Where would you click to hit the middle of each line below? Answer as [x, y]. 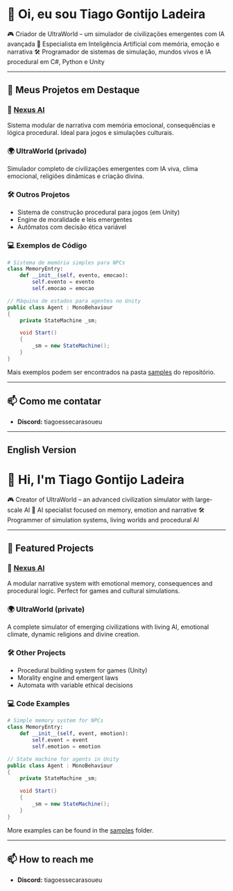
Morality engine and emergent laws [68, 678]
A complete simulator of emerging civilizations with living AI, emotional [108, 627]
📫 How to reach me [51, 859]
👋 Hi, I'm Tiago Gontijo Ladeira [96, 480]
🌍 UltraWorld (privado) [47, 151]
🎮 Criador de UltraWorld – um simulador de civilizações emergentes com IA [116, 33]
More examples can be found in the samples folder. [80, 830]
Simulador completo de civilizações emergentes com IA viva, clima [103, 168]
